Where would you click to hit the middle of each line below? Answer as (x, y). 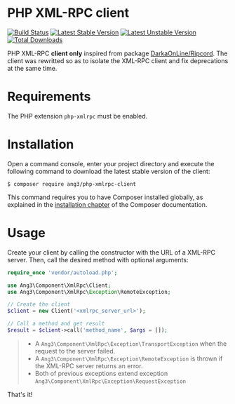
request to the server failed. (75, 351)
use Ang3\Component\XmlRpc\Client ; (59, 285)
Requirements (49, 97)
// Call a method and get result (56, 324)
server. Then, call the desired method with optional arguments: (98, 260)
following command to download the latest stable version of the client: (109, 171)
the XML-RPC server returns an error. (89, 365)
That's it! (20, 394)
